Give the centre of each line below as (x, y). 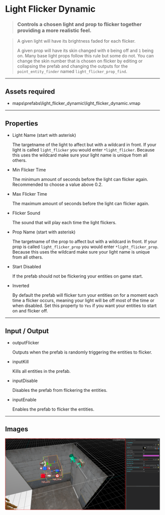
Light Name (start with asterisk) (44, 135)
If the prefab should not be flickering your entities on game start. (78, 276)
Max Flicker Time (30, 194)
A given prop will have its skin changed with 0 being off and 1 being (85, 51)
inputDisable (25, 381)
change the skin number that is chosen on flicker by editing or (80, 61)
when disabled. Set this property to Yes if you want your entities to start (84, 306)
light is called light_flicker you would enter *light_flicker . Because (83, 150)
